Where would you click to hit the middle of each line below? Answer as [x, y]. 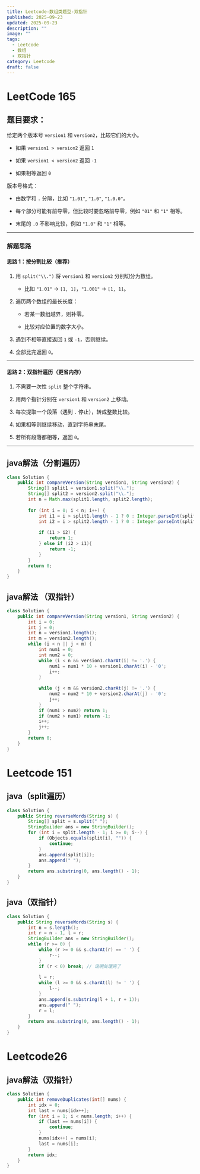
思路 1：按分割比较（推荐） [40, 261]
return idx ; [43, 1155]
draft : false [23, 67]
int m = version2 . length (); [63, 638]
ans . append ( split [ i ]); [66, 854]
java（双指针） [34, 902]
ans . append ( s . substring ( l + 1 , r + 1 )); [89, 999]
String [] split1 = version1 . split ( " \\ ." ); [81, 489]
